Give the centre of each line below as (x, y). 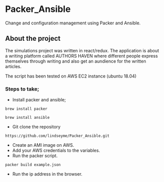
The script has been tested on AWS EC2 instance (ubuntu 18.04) (71, 76)
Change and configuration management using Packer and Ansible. (73, 23)
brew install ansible (27, 118)
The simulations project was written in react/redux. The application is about (82, 50)
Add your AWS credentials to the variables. (56, 151)
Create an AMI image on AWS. (43, 145)
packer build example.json (33, 165)
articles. (13, 66)
